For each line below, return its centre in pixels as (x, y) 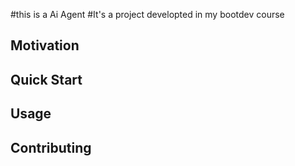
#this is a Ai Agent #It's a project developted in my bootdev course (147, 14)
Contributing (51, 147)
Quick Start (46, 79)
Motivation (45, 45)
